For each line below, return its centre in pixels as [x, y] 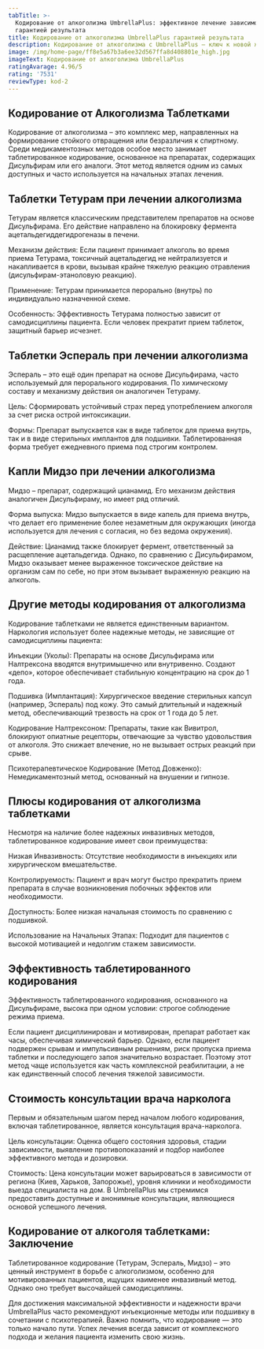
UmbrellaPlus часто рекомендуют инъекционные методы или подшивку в [132, 1311]
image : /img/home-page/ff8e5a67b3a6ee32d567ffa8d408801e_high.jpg [119, 52]
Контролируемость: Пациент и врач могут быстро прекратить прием [125, 880]
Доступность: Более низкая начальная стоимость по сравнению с [121, 912]
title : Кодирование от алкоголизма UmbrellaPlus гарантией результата [126, 37]
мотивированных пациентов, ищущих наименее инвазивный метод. [123, 1279]
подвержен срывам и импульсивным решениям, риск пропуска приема [130, 1049]
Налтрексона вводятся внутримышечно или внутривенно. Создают [122, 663]
